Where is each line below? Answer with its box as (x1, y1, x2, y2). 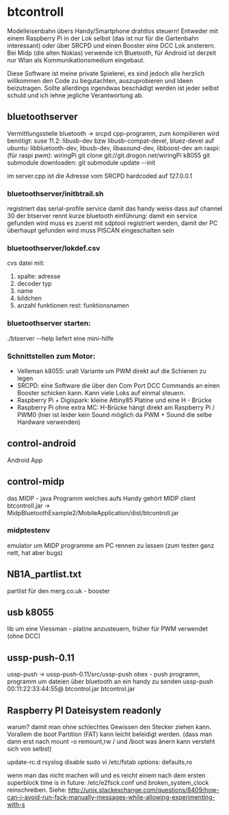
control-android (7, 438, 77, 449)
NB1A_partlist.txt (7, 569, 82, 580)
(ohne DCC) (7, 632, 41, 640)
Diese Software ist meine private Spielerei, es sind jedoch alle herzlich (7, 69, 205, 78)
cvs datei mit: (7, 259, 45, 268)
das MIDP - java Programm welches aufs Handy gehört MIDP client (7, 494, 196, 502)
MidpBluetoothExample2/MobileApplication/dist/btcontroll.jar (7, 508, 179, 517)
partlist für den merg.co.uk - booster (7, 587, 111, 595)
